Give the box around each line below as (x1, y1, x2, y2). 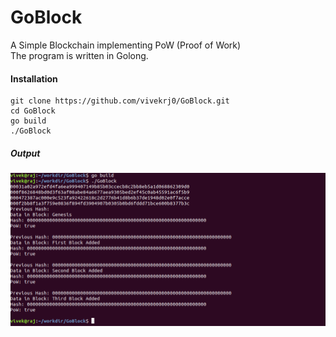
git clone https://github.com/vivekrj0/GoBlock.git (10, 96, 230, 106)
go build (10, 116, 47, 126)
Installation (10, 72, 58, 85)
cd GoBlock (10, 106, 56, 116)
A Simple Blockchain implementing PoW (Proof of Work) (10, 39, 242, 51)
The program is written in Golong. (10, 49, 149, 61)
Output (10, 147, 41, 159)
